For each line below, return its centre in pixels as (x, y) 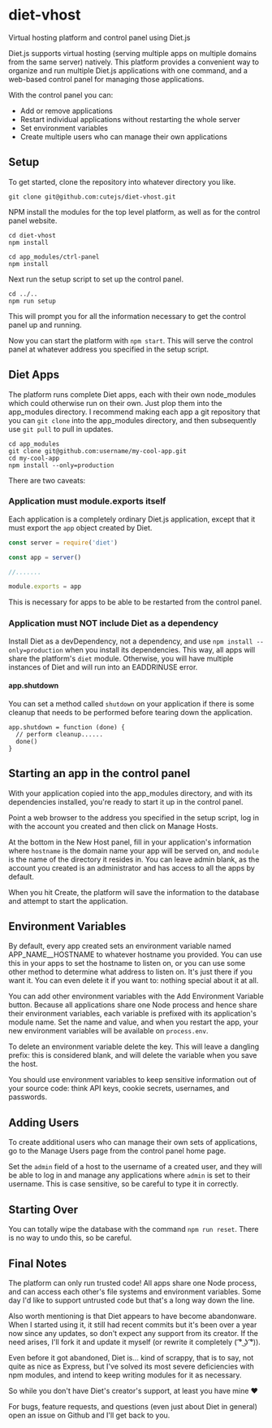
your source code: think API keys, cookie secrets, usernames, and (119, 1089)
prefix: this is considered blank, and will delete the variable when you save (133, 1055)
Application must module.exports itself (87, 501)
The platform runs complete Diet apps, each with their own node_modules (132, 394)
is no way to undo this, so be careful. (70, 1238)
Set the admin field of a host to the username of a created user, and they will (135, 1167)
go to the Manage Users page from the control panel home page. (117, 1151)
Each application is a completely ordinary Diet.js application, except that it (132, 519)
